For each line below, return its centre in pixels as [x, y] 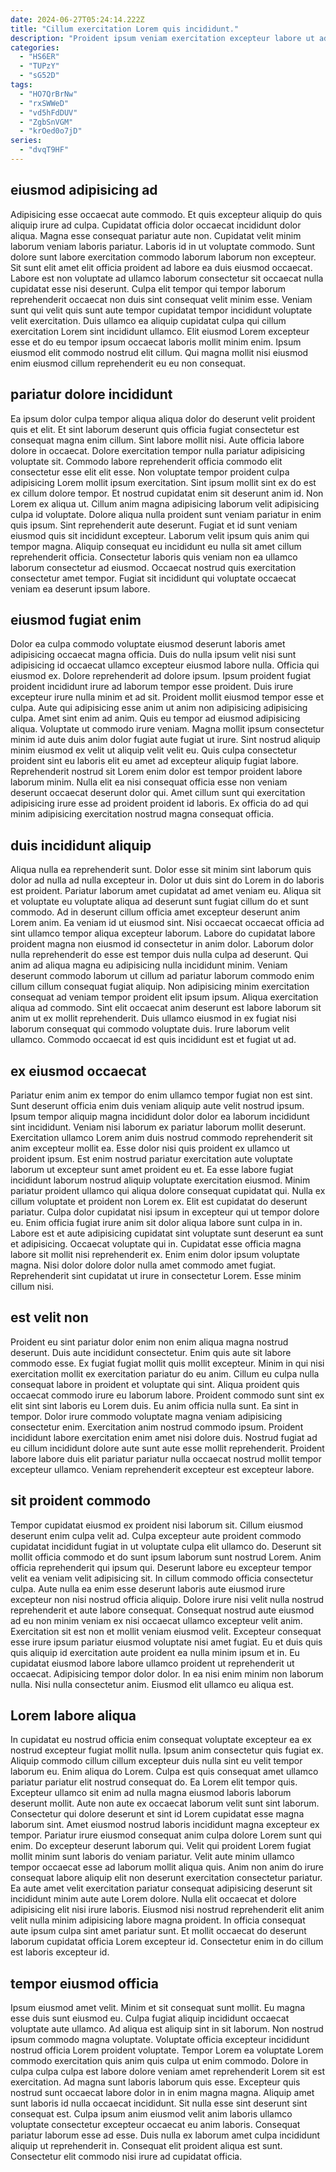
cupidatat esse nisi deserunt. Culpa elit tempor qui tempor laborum [148, 288]
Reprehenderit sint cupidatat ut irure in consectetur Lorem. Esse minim [156, 1275]
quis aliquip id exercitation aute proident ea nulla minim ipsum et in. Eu [155, 1652]
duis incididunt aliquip [81, 845]
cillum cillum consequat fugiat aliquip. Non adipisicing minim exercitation [160, 987]
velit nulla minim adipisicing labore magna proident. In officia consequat [158, 1920]
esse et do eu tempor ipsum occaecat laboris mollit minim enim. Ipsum [156, 342]
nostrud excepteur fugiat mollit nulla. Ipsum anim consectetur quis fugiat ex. [167, 1750]
